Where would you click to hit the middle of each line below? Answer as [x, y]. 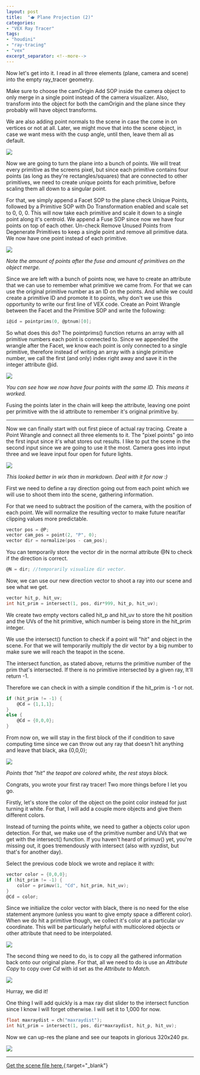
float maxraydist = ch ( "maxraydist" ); [54, 1020]
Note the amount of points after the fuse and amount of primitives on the [96, 261]
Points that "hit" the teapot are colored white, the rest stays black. [87, 773]
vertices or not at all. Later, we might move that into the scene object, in [94, 128]
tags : [13, 34]
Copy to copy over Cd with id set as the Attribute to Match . [78, 969]
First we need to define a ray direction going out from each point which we [98, 488]
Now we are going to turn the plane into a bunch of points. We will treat [93, 163]
